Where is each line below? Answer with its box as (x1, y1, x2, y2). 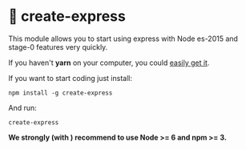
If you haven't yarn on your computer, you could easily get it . (8, 58, 210, 67)
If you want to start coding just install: (8, 73, 132, 83)
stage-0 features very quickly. (8, 42, 108, 51)
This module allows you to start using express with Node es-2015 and (8, 34, 239, 43)
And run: (8, 103, 38, 112)
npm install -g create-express (8, 88, 113, 97)
